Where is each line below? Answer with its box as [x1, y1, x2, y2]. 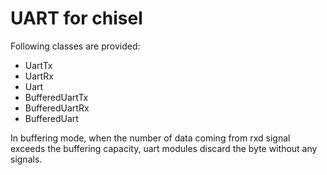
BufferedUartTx [24, 91, 89, 103]
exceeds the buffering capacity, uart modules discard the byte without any [10, 142, 318, 154]
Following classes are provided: [10, 40, 141, 52]
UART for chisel [10, 7, 143, 30]
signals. [10, 153, 43, 165]
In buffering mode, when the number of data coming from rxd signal [10, 132, 291, 144]
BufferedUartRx [24, 102, 90, 114]
